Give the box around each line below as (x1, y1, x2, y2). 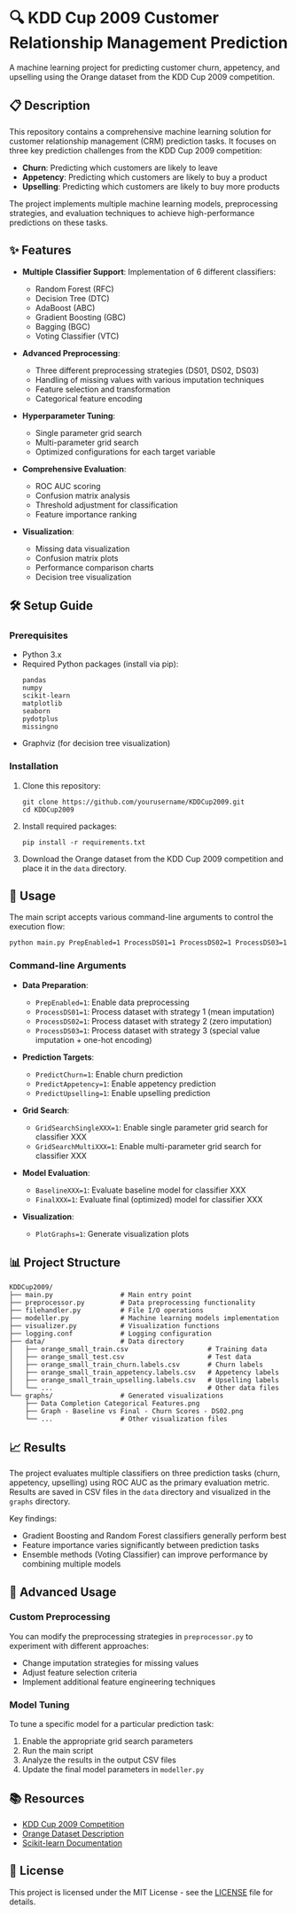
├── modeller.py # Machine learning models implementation (9, 1314, 279, 1323)
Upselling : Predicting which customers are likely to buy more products (21, 181, 281, 191)
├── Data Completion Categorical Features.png (25, 1399, 200, 1408)
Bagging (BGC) (35, 321, 91, 331)
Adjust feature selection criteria (21, 1667, 137, 1677)
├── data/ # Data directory (9, 1337, 184, 1346)
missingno (21, 722, 59, 732)
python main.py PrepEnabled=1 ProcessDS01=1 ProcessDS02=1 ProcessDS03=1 (9, 938, 288, 947)
